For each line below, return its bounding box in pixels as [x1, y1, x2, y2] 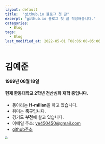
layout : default [5, 7, 38, 12]
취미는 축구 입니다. [12, 108, 46, 114]
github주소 [12, 126, 33, 132]
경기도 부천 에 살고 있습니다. [12, 114, 64, 120]
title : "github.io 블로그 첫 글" [5, 12, 70, 17]
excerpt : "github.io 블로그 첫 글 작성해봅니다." [5, 16, 96, 21]
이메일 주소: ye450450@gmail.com [12, 120, 81, 126]
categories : [5, 20, 29, 26]
